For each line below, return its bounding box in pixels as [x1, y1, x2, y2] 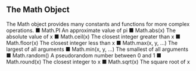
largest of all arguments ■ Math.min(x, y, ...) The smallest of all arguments [6, 46, 189, 53]
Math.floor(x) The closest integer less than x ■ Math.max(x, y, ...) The [6, 39, 178, 46]
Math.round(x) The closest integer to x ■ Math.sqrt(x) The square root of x [6, 58, 191, 65]
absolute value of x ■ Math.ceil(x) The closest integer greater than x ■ [6, 33, 181, 40]
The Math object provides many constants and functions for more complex [6, 20, 190, 27]
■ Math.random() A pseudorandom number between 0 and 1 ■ [6, 51, 162, 59]
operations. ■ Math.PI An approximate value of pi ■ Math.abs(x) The [6, 27, 176, 34]
